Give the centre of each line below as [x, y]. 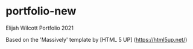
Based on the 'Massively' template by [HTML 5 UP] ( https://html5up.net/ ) [96, 39]
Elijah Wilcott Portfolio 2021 [40, 28]
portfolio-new [41, 11]
